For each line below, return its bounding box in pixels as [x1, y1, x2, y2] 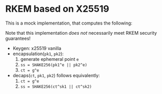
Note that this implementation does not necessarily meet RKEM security [5, 30, 157, 36]
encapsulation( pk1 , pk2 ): [12, 51, 64, 57]
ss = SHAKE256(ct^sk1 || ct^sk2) [20, 84, 92, 89]
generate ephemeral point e [20, 56, 79, 62]
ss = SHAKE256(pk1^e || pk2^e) [20, 62, 88, 67]
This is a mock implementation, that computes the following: [5, 20, 132, 26]
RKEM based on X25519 [5, 3, 109, 15]
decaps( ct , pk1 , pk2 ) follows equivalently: [12, 72, 100, 78]
